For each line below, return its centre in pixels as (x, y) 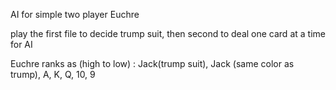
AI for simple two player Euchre (75, 14)
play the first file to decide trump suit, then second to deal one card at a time (168, 33)
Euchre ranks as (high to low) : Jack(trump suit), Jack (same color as (152, 63)
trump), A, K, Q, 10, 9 (53, 74)
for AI (21, 44)
